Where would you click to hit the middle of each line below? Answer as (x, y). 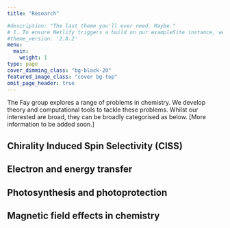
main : (21, 51)
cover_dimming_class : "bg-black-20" (59, 70)
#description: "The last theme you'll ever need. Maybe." (91, 26)
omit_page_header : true (41, 83)
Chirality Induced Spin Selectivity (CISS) (95, 145)
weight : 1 (34, 58)
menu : (15, 45)
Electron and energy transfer (70, 169)
